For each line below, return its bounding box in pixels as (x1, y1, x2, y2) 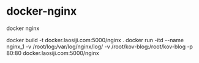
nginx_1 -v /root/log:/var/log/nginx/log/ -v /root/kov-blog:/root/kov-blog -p (6, 43, 193, 50)
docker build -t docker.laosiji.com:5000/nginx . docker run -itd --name (6, 36, 184, 43)
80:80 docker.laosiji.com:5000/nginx (6, 49, 99, 56)
